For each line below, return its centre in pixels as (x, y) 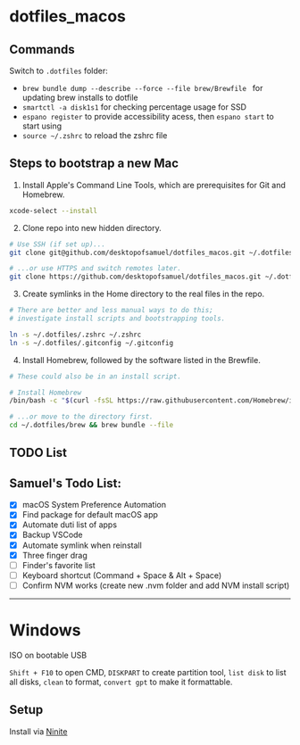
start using (42, 126)
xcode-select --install (54, 211)
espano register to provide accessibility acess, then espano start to (148, 116)
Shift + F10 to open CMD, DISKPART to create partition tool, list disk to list (148, 672)
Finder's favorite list (58, 565)
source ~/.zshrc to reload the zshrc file (95, 135)
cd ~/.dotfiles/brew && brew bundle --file (92, 426)
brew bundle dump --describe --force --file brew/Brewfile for (142, 88)
